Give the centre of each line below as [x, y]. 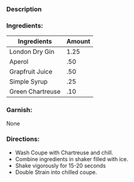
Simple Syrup [28, 82]
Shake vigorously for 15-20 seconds [60, 165]
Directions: [23, 139]
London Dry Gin [32, 52]
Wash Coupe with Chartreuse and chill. [64, 153]
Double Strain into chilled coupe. [56, 172]
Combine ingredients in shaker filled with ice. [72, 159]
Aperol [19, 62]
